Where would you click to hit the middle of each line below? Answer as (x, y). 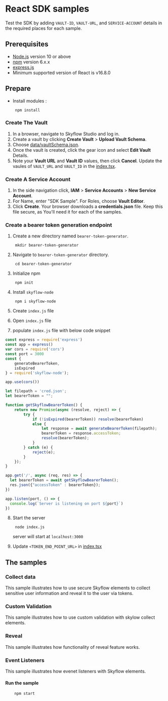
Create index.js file (33, 311)
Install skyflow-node (33, 292)
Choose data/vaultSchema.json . (46, 145)
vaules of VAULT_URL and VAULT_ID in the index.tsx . (64, 166)
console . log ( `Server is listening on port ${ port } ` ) (67, 503)
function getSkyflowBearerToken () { (44, 405)
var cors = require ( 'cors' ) (35, 349)
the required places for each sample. (44, 28)
